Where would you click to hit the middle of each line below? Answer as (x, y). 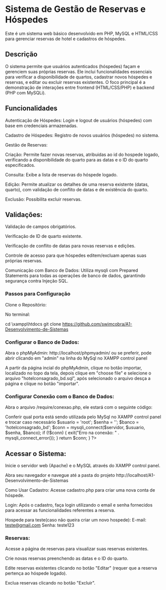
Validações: (24, 215)
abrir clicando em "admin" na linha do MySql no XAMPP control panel (76, 358)
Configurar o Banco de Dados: (42, 342)
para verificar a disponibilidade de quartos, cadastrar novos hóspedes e (79, 77)
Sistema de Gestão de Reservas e (76, 9)
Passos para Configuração (38, 294)
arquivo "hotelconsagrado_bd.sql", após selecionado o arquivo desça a (78, 378)
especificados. (20, 165)
